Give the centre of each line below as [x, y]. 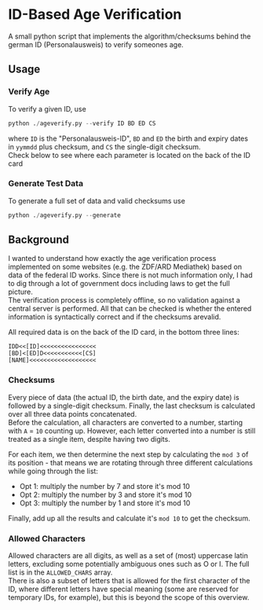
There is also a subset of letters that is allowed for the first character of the [129, 581]
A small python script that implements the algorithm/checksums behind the [130, 36]
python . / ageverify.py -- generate [65, 215]
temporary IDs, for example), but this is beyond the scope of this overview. [129, 597]
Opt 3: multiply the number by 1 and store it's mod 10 [105, 503]
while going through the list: [53, 471]
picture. [21, 292]
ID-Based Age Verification [95, 15]
